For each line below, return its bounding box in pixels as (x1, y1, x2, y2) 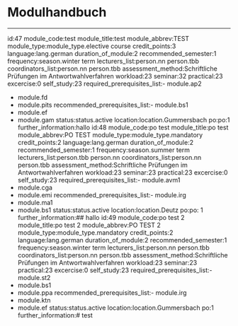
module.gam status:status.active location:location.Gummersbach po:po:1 (17, 115, 230, 124)
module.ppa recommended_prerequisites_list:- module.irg (17, 288, 187, 297)
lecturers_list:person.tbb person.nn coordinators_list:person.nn (17, 153, 202, 161)
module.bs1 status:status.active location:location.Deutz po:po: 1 (17, 206, 203, 214)
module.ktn (17, 296, 51, 304)
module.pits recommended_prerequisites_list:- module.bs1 (17, 100, 189, 109)
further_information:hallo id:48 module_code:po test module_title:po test (17, 123, 229, 132)
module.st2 (17, 273, 51, 281)
